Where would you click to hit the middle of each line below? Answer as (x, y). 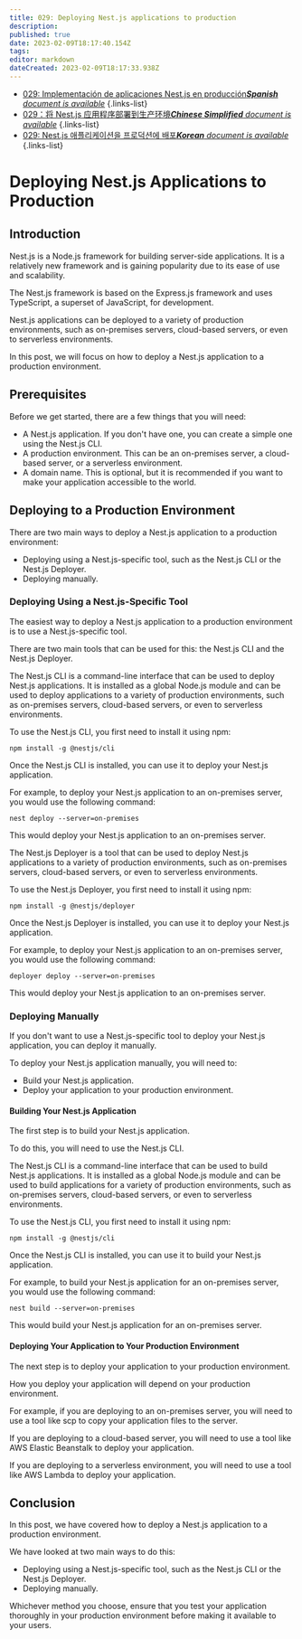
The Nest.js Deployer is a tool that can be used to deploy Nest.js (129, 852)
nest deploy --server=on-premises (75, 818)
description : (34, 26)
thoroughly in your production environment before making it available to (143, 1615)
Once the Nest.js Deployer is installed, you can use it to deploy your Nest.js (149, 922)
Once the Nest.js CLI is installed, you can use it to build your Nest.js (136, 1255)
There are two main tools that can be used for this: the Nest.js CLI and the (147, 648)
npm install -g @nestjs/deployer (72, 906)
